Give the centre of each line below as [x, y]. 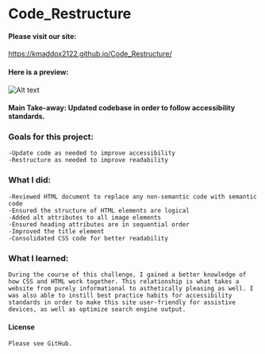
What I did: [30, 180]
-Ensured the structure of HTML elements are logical [99, 210]
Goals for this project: [51, 137]
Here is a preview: [38, 71]
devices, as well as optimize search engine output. [97, 310]
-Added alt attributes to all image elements [84, 217]
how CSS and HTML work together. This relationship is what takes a [124, 282]
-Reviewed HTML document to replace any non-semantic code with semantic [133, 196]
